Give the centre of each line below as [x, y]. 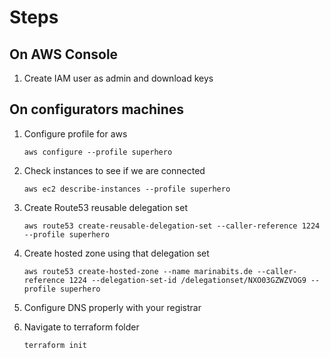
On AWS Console [64, 54]
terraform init [55, 345]
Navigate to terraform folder [81, 327]
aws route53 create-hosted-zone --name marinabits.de [138, 271]
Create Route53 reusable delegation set [105, 207]
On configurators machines [97, 109]
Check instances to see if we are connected [114, 170]
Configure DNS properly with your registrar [112, 307]
